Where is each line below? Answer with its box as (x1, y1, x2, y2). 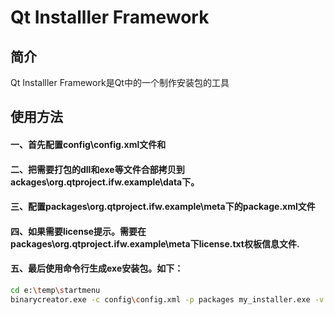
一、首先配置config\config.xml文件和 (10, 138, 167, 150)
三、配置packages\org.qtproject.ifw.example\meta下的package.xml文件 (10, 201, 316, 213)
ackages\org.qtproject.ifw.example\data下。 (10, 176, 200, 188)
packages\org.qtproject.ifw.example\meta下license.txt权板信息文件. (10, 237, 300, 250)
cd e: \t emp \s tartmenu (10, 285, 101, 295)
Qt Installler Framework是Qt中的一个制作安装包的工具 (10, 77, 230, 88)
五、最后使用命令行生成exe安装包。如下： (10, 262, 184, 275)
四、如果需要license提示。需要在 (10, 225, 147, 237)
